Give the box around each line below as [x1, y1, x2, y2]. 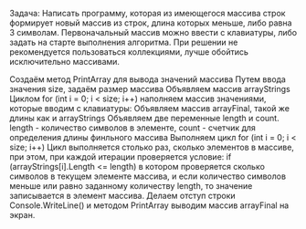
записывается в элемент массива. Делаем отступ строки [9, 191, 236, 201]
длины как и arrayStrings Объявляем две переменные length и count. [9, 113, 280, 123]
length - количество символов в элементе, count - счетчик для [9, 122, 256, 133]
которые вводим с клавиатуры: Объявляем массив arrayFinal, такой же [9, 103, 290, 113]
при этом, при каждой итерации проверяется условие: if [9, 151, 232, 162]
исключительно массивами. [9, 57, 121, 67]
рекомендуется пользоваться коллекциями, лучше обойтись [9, 47, 249, 57]
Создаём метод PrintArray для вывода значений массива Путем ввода [9, 74, 286, 85]
